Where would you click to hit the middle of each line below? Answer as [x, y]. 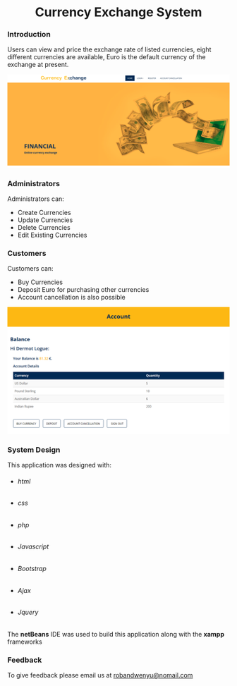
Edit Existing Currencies [52, 235]
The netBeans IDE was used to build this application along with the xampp [116, 634]
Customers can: [31, 269]
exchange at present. [38, 65]
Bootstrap [32, 568]
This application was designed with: [59, 465]
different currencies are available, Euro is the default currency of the [107, 57]
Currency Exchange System [119, 12]
